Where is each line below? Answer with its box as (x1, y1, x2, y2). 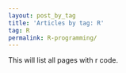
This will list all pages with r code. (8, 56, 119, 65)
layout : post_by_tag (8, 11, 77, 20)
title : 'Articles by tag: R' (8, 19, 105, 27)
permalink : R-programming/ (8, 33, 97, 42)
